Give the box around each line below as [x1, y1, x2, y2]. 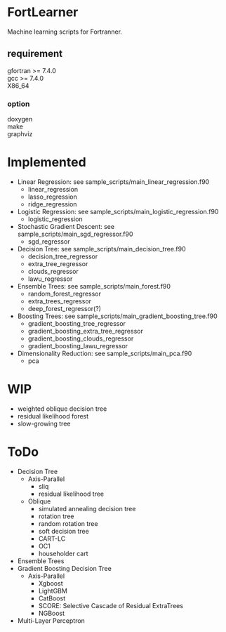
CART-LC [38, 534, 66, 543]
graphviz [7, 130, 33, 138]
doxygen [7, 115, 33, 124]
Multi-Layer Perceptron [17, 616, 86, 625]
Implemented [7, 154, 86, 171]
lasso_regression [27, 192, 77, 201]
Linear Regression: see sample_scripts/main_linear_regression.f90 [17, 177, 210, 186]
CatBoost [38, 594, 65, 603]
